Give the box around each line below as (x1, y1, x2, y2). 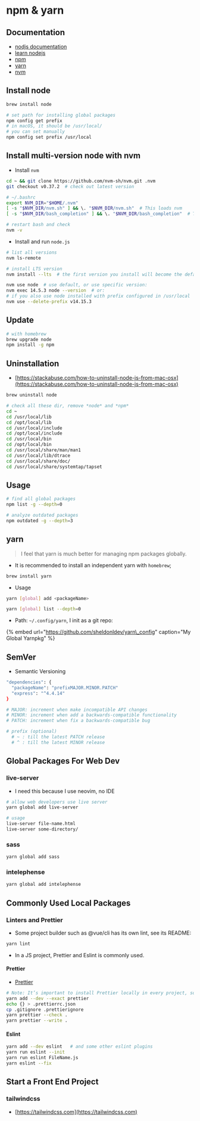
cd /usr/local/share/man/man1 (6, 447, 82, 453)
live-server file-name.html (6, 821, 76, 827)
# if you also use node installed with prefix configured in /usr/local (6, 293, 190, 299)
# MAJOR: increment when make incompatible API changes (6, 707, 148, 713)
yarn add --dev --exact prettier (6, 995, 89, 1001)
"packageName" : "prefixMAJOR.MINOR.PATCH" (11, 685, 118, 691)
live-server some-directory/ (6, 826, 79, 832)
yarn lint (6, 941, 31, 947)
